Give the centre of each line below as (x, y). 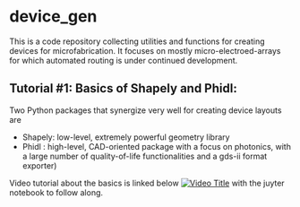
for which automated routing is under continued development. (124, 60)
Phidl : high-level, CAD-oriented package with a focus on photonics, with (156, 146)
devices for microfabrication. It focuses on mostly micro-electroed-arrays (145, 50)
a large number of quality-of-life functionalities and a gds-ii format (145, 156)
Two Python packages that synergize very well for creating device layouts (146, 110)
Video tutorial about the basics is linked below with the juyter (147, 183)
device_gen (53, 17)
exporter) (39, 165)
